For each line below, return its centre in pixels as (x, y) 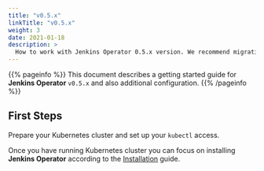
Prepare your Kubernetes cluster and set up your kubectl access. (114, 135)
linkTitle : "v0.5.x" (42, 23)
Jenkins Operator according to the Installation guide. (94, 158)
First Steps (35, 116)
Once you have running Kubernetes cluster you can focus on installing (122, 150)
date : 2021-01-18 (37, 37)
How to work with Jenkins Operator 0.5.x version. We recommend (123, 52)
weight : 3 (24, 30)
